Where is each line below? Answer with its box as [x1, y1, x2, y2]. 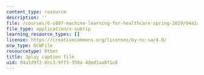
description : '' [6, 15, 47, 21]
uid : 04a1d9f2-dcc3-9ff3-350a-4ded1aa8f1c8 [6, 59, 118, 65]
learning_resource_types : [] [6, 31, 80, 37]
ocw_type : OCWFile [6, 43, 53, 49]
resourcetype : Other [6, 48, 59, 54]
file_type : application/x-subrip [6, 25, 91, 32]
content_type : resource [6, 8, 67, 15]
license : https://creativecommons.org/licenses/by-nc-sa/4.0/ [6, 37, 167, 43]
